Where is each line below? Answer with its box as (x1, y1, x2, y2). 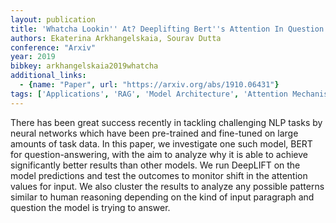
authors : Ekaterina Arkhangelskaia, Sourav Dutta (10, 33, 222, 43)
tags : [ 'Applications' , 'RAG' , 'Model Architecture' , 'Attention (10, 89, 288, 99)
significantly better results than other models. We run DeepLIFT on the (10, 159, 301, 171)
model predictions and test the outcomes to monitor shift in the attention (10, 169, 308, 181)
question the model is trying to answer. (10, 201, 171, 213)
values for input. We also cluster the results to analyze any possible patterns (10, 180, 325, 192)
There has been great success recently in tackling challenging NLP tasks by (10, 116, 323, 128)
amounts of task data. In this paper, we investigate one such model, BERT (10, 137, 313, 150)
